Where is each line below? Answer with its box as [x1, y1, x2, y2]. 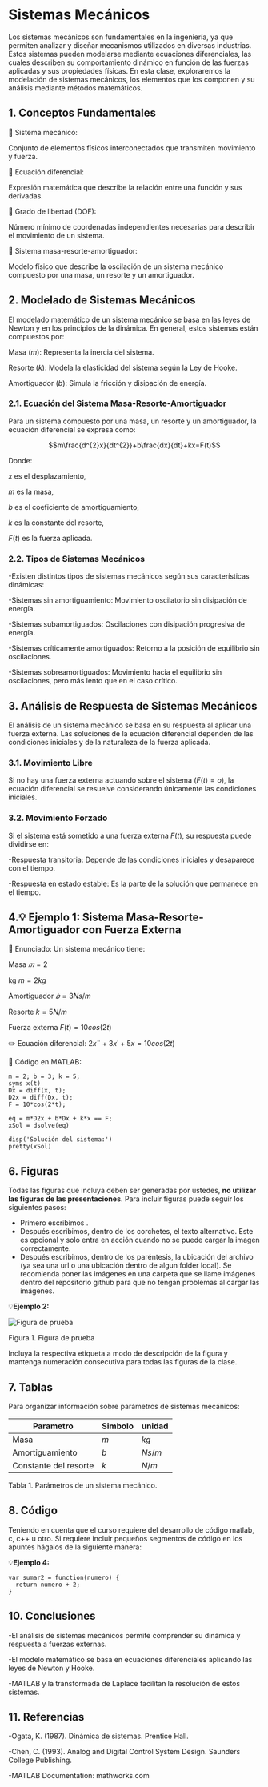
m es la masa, [8, 487, 54, 496]
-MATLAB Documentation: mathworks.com [8, 1771, 150, 1781]
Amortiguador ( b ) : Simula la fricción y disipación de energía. [8, 378, 207, 387]
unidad [141, 1420, 169, 1432]
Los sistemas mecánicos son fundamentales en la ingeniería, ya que [8, 32, 234, 42]
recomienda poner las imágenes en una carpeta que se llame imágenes [19, 1269, 256, 1279]
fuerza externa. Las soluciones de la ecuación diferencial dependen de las [8, 728, 254, 738]
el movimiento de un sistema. [8, 230, 106, 240]
